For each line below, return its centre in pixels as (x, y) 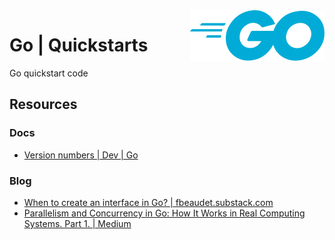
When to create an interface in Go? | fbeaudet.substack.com (148, 202)
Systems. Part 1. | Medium (77, 223)
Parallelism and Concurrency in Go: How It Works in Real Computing (164, 213)
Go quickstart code (49, 73)
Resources (43, 104)
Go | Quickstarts (79, 45)
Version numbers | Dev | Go (81, 155)
